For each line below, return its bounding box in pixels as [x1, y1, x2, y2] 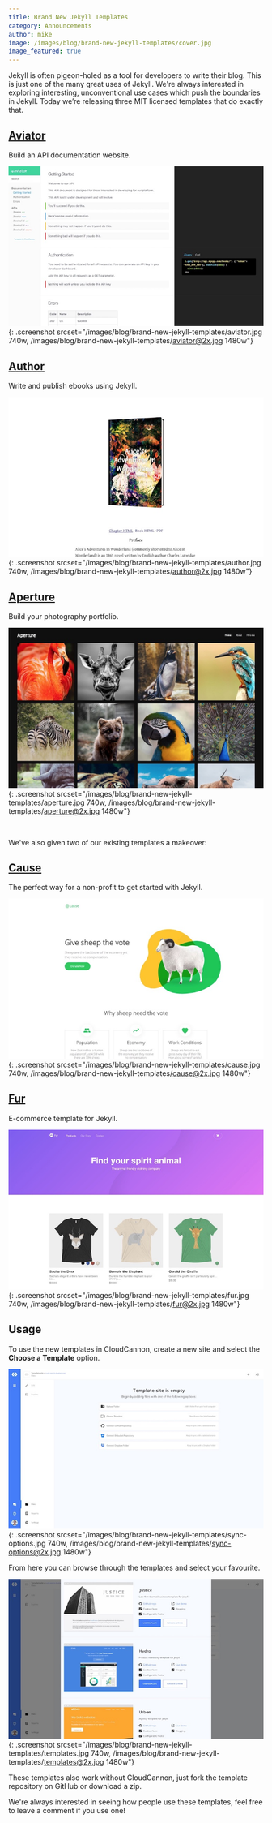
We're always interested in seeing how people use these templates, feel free [8, 1797, 263, 1807]
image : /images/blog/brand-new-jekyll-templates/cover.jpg [8, 39, 212, 47]
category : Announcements [8, 21, 92, 30]
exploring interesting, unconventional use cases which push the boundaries [8, 88, 261, 97]
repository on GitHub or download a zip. [8, 1782, 142, 1791]
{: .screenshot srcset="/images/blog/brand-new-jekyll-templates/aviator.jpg [8, 327, 263, 337]
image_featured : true [8, 47, 82, 56]
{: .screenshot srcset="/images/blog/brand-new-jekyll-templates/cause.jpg [8, 1060, 261, 1069]
